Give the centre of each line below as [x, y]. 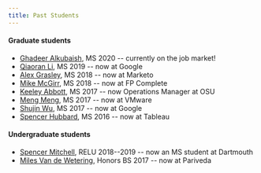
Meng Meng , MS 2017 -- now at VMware [86, 100]
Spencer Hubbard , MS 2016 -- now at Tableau [95, 116]
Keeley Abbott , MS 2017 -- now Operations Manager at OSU [117, 91]
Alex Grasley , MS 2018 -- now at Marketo [86, 75]
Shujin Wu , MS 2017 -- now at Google [81, 108]
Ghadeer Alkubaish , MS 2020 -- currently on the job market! [117, 58]
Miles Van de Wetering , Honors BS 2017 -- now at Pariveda [115, 160]
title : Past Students [44, 15]
